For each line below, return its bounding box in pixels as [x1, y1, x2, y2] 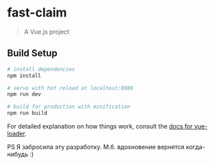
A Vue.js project [23, 27, 70, 36]
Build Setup [7, 47, 58, 59]
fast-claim [7, 5, 67, 21]
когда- [185, 143, 205, 151]
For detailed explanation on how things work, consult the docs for [7, 122, 193, 130]
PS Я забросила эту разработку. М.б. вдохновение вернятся [7, 143, 185, 151]
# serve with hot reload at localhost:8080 [7, 85, 134, 91]
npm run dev [7, 91, 41, 98]
